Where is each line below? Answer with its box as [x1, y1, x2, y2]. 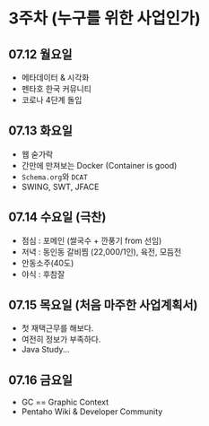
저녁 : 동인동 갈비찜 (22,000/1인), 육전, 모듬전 [21, 246, 182, 256]
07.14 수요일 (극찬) [8, 210, 107, 225]
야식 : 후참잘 [21, 268, 65, 279]
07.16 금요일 [8, 372, 74, 387]
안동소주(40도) [21, 257, 74, 268]
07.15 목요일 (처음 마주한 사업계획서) [8, 298, 198, 313]
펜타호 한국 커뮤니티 [21, 83, 91, 94]
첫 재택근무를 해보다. [21, 323, 94, 334]
